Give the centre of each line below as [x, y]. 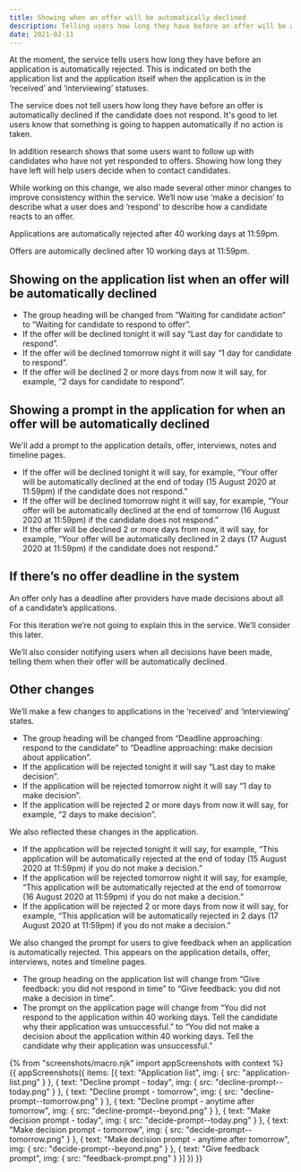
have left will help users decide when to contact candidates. [120, 170]
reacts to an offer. [42, 217]
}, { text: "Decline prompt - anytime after [181, 1101]
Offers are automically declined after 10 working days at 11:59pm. [129, 251]
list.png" [25, 1082]
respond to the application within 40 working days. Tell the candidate [150, 1017]
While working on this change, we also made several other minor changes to [150, 188]
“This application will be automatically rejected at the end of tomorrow [152, 887]
